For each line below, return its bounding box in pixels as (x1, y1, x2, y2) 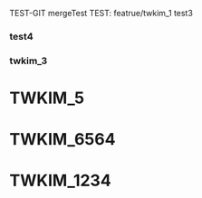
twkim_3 (9, 54, 48, 67)
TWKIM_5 (9, 88, 84, 108)
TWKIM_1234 (9, 171, 111, 191)
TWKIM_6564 (9, 129, 116, 150)
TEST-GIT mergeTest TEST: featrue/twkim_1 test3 (9, 8, 193, 18)
